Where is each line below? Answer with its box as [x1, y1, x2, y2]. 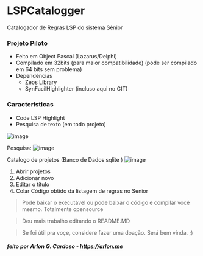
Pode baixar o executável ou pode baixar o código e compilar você [21, 199, 190, 206]
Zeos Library [24, 78, 57, 86]
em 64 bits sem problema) [15, 66, 82, 73]
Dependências [15, 72, 52, 80]
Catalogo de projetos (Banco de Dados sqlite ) [7, 156, 123, 163]
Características [7, 100, 54, 109]
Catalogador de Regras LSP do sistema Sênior [7, 24, 123, 31]
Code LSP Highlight [15, 114, 65, 122]
